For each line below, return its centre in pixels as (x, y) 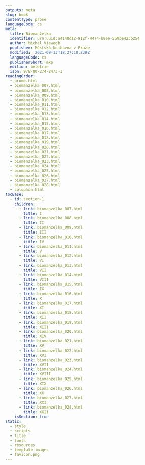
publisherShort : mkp (32, 62)
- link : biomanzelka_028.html (51, 408)
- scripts (20, 431)
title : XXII (36, 412)
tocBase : (14, 194)
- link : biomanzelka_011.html (51, 246)
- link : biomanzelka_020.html (51, 332)
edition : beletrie (30, 67)
